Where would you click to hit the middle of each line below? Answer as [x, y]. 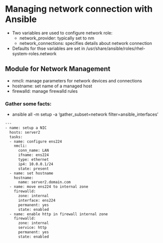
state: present [33, 169]
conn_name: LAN [33, 151]
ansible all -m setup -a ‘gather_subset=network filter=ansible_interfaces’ [85, 114]
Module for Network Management [58, 69]
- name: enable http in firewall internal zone [59, 214]
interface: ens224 [37, 200]
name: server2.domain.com [44, 182]
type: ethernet [33, 160]
